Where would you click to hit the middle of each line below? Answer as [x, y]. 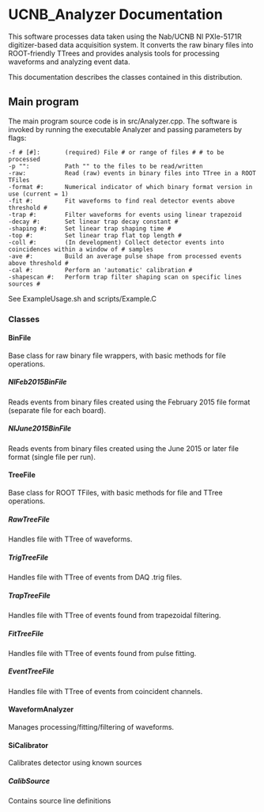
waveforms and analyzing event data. [69, 62]
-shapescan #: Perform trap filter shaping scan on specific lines [125, 277]
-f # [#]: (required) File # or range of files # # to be [116, 152]
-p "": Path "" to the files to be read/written [106, 166]
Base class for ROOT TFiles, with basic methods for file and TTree [115, 493]
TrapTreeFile [29, 595]
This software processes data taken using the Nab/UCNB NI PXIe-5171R [125, 36]
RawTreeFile [29, 519]
